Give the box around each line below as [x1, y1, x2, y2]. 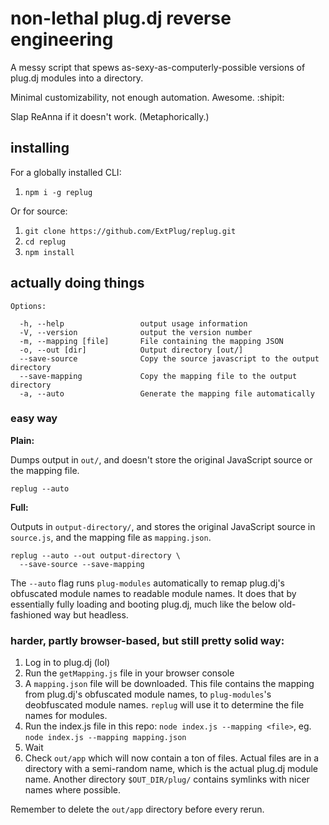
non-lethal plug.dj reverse [10, 7, 232, 30]
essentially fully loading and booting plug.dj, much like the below [10, 598, 277, 610]
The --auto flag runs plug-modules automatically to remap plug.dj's [10, 577, 286, 589]
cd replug [24, 237, 67, 247]
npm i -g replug [24, 187, 93, 197]
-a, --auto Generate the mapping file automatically [19, 388, 315, 399]
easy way [10, 412, 58, 426]
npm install [24, 247, 75, 257]
